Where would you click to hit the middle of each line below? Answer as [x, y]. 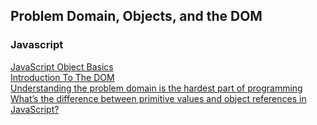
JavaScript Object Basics [62, 66]
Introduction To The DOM [62, 77]
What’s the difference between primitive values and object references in [158, 98]
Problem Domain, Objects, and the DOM [136, 16]
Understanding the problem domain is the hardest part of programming [156, 88]
